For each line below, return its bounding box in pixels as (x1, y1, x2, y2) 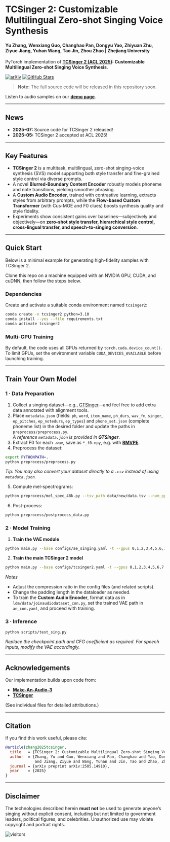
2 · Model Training (5, 524, 51, 532)
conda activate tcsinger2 (5, 321, 60, 326)
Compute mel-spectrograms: (12, 483, 73, 490)
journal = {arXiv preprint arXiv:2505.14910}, (10, 763, 110, 769)
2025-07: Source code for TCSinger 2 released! (12, 127, 113, 133)
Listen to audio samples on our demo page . (5, 94, 96, 100)
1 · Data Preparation (5, 390, 55, 397)
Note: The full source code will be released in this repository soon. (17, 84, 157, 90)
